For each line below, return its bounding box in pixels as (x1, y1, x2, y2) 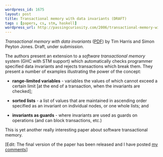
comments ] (5, 147, 28, 153)
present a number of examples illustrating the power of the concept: (5, 69, 142, 74)
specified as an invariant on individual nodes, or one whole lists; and (12, 103, 149, 109)
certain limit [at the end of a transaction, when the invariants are (12, 83, 140, 89)
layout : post (5, 12, 32, 17)
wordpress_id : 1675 (5, 7, 45, 12)
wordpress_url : (5, 25, 36, 30)
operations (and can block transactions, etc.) (12, 118, 102, 123)
